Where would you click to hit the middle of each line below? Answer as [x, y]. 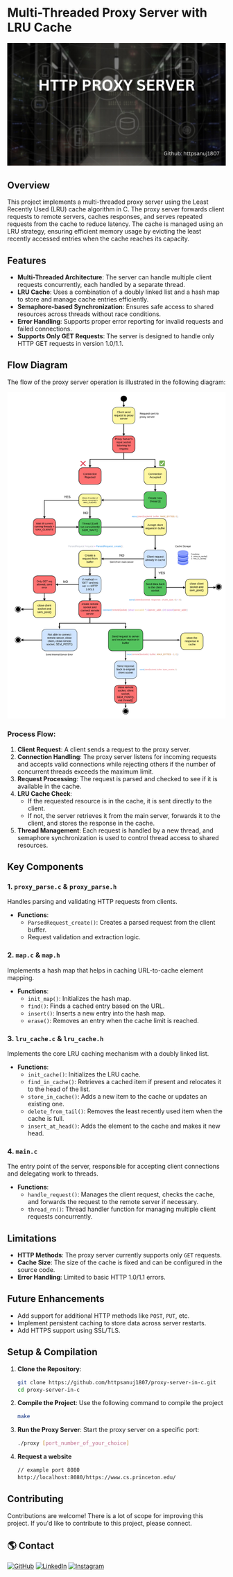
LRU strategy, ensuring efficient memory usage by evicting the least [104, 232]
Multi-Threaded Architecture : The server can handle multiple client [114, 277]
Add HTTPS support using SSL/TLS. [69, 1330]
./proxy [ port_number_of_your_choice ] [73, 1443]
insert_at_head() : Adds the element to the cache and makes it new [124, 1126]
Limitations [32, 1238]
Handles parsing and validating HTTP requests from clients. [93, 902]
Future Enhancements [56, 1299]
